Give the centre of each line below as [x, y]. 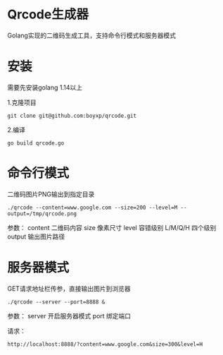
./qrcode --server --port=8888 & [56, 302]
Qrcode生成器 [48, 14]
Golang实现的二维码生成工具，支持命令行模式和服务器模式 [91, 35]
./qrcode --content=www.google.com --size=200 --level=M [93, 207]
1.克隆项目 [22, 102]
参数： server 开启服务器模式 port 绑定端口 [69, 315]
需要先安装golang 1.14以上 [45, 87]
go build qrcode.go [36, 143]
